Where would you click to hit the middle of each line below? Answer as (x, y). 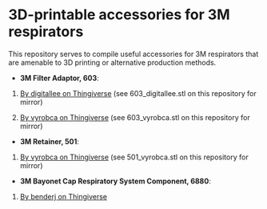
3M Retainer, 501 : (50, 141)
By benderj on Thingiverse (64, 196)
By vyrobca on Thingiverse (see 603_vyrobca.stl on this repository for (135, 117)
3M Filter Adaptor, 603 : (60, 78)
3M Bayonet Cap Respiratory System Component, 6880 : (116, 181)
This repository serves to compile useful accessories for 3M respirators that (133, 54)
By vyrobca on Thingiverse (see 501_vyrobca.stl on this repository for (134, 157)
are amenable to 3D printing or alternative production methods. (112, 62)
